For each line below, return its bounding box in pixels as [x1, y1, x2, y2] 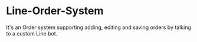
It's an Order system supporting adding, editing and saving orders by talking [6, 24, 192, 31]
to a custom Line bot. [6, 30, 58, 37]
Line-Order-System [6, 4, 104, 18]
